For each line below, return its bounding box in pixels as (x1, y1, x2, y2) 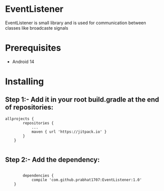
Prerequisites (5, 42, 62, 54)
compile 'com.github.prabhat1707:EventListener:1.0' (31, 177, 142, 182)
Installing (5, 76, 44, 87)
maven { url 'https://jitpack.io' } (31, 129, 107, 134)
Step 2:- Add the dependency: (5, 155, 100, 164)
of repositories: (5, 103, 54, 112)
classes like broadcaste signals (5, 25, 68, 31)
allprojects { (5, 116, 34, 121)
